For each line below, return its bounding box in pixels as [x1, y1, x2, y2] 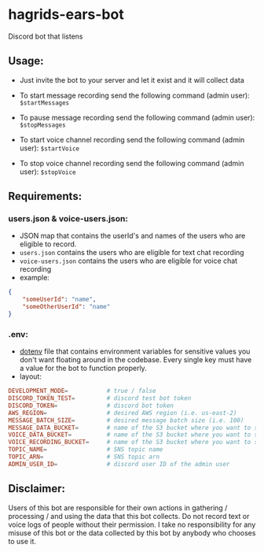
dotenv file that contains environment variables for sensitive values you [19, 346, 251, 356]
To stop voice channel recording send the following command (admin [19, 158, 244, 168]
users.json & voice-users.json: [8, 213, 128, 224]
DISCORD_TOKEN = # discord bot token [8, 402, 174, 409]
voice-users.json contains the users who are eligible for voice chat [19, 256, 238, 265]
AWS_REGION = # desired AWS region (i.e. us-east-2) [8, 409, 237, 417]
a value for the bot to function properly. [19, 364, 147, 373]
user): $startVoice [19, 143, 80, 153]
